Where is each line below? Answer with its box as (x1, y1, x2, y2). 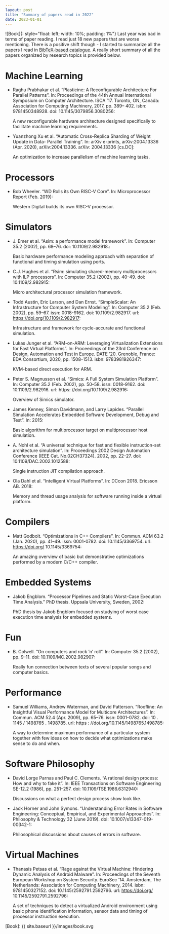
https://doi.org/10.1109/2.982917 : (12, 315, 81, 321)
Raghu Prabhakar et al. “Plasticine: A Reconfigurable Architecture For (12, 87, 157, 93)
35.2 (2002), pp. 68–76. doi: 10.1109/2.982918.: (12, 244, 110, 250)
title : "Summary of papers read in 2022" (5, 12, 94, 17)
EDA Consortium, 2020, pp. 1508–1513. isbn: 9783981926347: (12, 356, 142, 362)
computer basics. (12, 669, 49, 675)
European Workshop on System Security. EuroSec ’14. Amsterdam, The (12, 876, 161, 882)
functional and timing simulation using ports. (12, 259, 105, 265)
